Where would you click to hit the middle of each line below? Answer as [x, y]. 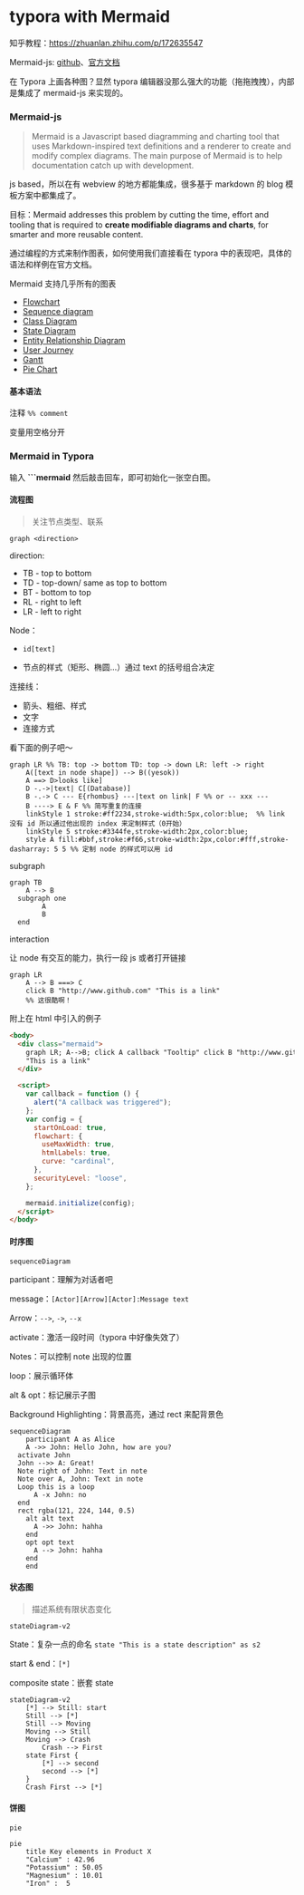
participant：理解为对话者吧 [61, 1279]
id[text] [39, 649]
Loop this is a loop [56, 1487]
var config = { [54, 1119]
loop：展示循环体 [42, 1376]
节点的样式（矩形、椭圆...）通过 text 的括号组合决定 [119, 667]
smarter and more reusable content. [76, 235]
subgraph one [42, 898]
